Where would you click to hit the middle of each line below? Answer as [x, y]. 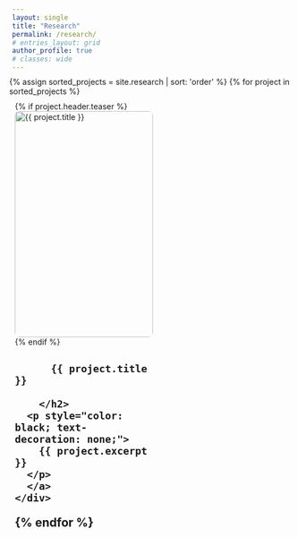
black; [33, 427]
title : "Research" [46, 26]
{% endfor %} [54, 522]
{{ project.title [99, 368]
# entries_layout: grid [56, 43]
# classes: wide [42, 59]
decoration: [48, 439]
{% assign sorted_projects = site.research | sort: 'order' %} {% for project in [149, 81]
